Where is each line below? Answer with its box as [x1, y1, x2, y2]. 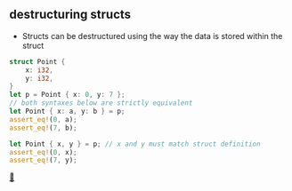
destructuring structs [9, 7, 132, 22]
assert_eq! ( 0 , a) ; [9, 115, 77, 123]
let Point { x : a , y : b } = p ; [9, 107, 126, 116]
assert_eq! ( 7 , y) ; [9, 155, 77, 165]
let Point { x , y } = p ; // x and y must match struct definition [9, 139, 261, 148]
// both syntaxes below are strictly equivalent [9, 99, 193, 107]
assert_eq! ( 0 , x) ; [9, 147, 77, 156]
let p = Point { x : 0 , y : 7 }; [9, 91, 126, 99]
